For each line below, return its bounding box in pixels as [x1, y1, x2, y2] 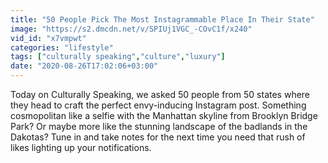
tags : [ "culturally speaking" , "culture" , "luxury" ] [10, 52, 226, 62]
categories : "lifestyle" [10, 42, 114, 53]
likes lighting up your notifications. [10, 142, 152, 153]
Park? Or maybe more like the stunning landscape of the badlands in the [10, 121, 308, 132]
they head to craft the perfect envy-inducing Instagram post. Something [10, 99, 307, 111]
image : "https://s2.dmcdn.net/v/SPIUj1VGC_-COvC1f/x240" [10, 24, 253, 34]
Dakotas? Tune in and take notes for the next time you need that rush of [10, 131, 306, 143]
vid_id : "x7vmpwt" [10, 33, 87, 43]
